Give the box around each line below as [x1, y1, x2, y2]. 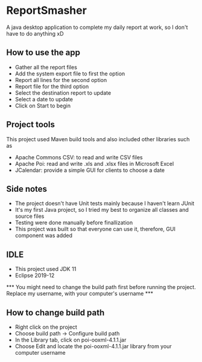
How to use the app [6, 48, 80, 58]
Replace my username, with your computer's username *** [6, 290, 154, 297]
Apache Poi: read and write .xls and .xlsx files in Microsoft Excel [14, 160, 174, 167]
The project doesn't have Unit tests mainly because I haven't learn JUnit [14, 200, 195, 207]
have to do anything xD [6, 30, 65, 37]
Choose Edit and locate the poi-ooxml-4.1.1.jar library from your [14, 343, 172, 350]
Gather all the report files [14, 63, 77, 71]
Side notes [6, 183, 47, 194]
